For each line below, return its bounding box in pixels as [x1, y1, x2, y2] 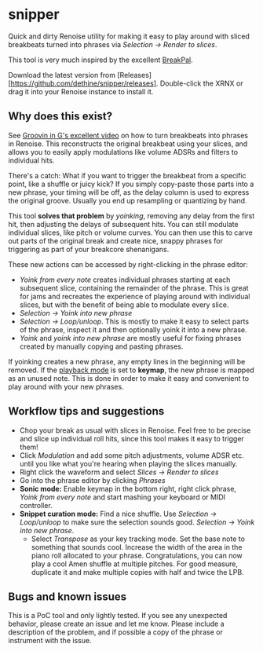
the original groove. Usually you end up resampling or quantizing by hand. [8, 196, 247, 205]
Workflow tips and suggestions [8, 404, 165, 418]
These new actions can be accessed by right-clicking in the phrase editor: [8, 259, 249, 269]
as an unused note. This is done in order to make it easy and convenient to [8, 373, 250, 382]
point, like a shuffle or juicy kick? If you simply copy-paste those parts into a [8, 179, 254, 188]
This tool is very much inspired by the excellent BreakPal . [8, 55, 194, 64]
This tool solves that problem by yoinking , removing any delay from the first [8, 210, 255, 221]
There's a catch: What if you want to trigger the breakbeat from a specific [8, 170, 247, 180]
